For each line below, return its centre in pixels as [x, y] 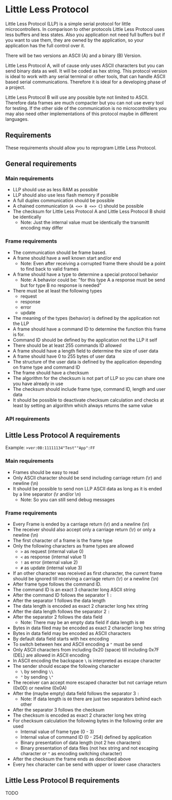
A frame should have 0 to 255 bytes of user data [64, 356]
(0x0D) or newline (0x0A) [40, 688]
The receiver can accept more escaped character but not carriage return [90, 683]
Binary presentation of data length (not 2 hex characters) [81, 743]
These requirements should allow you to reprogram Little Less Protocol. [81, 148]
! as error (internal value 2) [49, 562]
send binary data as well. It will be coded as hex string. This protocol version [86, 71]
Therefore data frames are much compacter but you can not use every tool [85, 103]
